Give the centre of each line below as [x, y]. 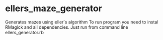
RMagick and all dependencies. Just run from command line [67, 27]
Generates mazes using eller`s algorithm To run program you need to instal [82, 22]
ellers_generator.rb [24, 32]
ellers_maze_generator [54, 9]
